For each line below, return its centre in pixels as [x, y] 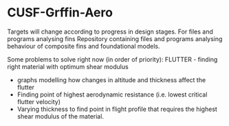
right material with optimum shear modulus [68, 66]
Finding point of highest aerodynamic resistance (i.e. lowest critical [112, 94]
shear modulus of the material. [61, 116]
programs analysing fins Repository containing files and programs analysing [115, 38]
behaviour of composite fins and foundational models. [84, 46]
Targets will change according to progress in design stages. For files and [110, 32]
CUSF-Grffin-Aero [60, 13]
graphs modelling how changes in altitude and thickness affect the [111, 79]
